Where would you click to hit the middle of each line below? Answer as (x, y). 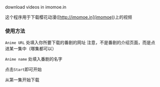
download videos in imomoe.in (36, 7)
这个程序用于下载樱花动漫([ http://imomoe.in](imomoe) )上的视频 (69, 17)
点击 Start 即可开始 (23, 69)
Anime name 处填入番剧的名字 (34, 59)
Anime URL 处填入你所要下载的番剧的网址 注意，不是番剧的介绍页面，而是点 (80, 43)
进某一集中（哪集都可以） (31, 49)
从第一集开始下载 (22, 80)
